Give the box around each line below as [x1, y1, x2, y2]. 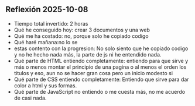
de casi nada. [13, 94, 47, 101]
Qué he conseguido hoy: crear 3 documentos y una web [13, 26, 150, 33]
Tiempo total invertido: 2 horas [13, 20, 88, 27]
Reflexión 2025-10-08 [5, 5, 88, 15]
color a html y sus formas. [13, 82, 77, 89]
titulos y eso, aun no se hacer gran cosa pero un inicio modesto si [13, 69, 173, 76]
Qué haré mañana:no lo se [13, 38, 78, 45]
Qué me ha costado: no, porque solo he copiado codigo [13, 32, 149, 40]
